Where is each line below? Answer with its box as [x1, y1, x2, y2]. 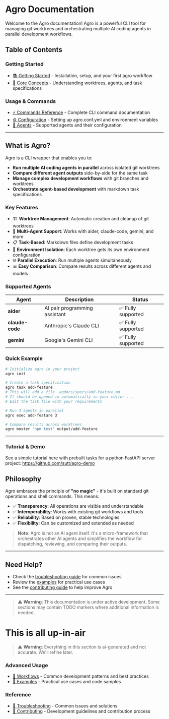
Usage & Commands [5, 97, 56, 104]
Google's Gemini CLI [44, 337, 93, 344]
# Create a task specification [5, 380, 71, 385]
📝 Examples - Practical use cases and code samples [12, 679, 121, 685]
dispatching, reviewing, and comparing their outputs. [17, 541, 127, 547]
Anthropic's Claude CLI [44, 322, 99, 329]
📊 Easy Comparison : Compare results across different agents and [12, 263, 151, 269]
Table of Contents [5, 45, 63, 54]
